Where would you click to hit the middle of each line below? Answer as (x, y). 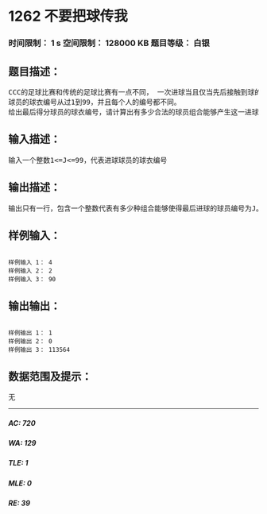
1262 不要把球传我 (68, 16)
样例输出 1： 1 (31, 333)
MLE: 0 (20, 483)
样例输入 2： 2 (31, 271)
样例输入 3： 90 (32, 280)
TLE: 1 (18, 463)
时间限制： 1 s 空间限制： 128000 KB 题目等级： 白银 (109, 43)
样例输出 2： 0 (31, 342)
